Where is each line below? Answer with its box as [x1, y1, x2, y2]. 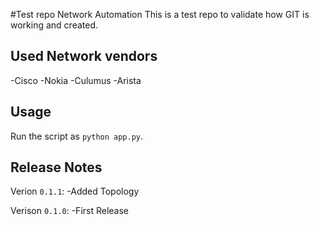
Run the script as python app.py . [10, 130, 144, 142]
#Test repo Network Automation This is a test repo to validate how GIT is [10, 9, 310, 20]
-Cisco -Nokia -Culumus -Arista [10, 74, 142, 86]
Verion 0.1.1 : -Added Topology [10, 185, 140, 198]
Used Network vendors [10, 48, 158, 65]
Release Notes [10, 159, 103, 176]
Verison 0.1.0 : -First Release [10, 205, 130, 217]
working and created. [10, 19, 99, 31]
